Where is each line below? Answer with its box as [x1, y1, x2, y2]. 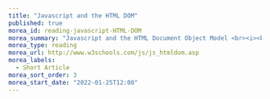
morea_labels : [8, 57, 56, 65]
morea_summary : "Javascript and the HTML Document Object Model [8, 34, 228, 42]
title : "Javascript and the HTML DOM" [8, 11, 138, 20]
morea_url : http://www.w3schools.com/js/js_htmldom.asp [8, 49, 199, 57]
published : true [8, 19, 63, 27]
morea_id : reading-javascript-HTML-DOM [8, 26, 142, 34]
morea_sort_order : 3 [8, 71, 78, 79]
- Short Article [15, 64, 70, 72]
